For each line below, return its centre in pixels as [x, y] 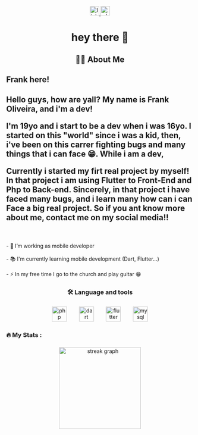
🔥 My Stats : [24, 335]
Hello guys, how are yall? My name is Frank [88, 100]
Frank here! [28, 79]
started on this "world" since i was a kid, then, [94, 135]
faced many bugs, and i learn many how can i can [99, 199]
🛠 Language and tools [100, 292]
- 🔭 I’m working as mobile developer [51, 246]
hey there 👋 [100, 37]
